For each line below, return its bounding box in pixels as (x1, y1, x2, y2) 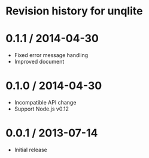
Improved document (14, 58, 65, 65)
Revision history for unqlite (5, 4, 143, 18)
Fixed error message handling (14, 52, 89, 59)
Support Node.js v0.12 (14, 105, 69, 112)
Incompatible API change (14, 99, 77, 106)
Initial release (14, 146, 47, 153)
